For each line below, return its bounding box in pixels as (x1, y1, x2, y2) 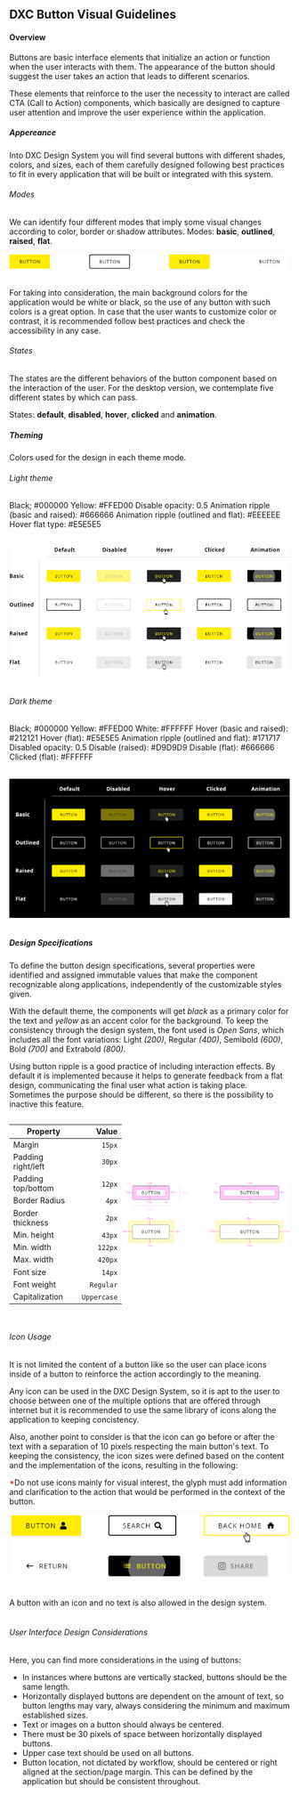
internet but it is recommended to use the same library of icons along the (9, 1404, 277, 1415)
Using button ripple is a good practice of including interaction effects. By (9, 1060, 276, 1071)
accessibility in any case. (9, 325, 101, 336)
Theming (9, 429, 44, 440)
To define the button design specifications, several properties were (9, 960, 255, 971)
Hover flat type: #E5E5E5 (9, 519, 101, 530)
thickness (12, 1217, 49, 1228)
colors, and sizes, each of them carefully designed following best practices (9, 159, 285, 170)
